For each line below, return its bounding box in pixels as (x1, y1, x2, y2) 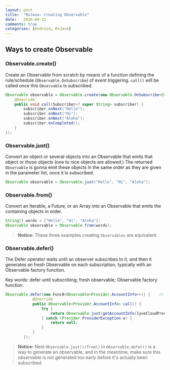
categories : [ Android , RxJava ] (5, 26, 71, 31)
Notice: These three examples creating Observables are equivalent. (17, 232, 158, 238)
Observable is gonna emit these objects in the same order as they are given (5, 164, 161, 170)
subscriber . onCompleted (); (23, 121, 80, 126)
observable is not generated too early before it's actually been (17, 354, 148, 360)
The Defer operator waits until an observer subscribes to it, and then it (5, 256, 152, 263)
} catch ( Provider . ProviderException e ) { (41, 315, 133, 321)
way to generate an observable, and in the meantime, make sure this (17, 349, 161, 355)
